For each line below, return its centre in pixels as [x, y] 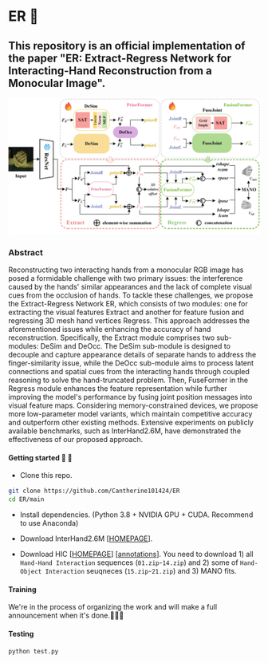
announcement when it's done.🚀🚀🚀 [66, 616]
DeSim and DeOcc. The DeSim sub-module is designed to [136, 345]
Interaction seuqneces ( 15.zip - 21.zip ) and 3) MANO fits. [141, 570]
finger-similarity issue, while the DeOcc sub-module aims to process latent [131, 363]
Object [31, 571]
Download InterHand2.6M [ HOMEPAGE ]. [86, 539]
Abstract [26, 252]
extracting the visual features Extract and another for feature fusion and [126, 312]
